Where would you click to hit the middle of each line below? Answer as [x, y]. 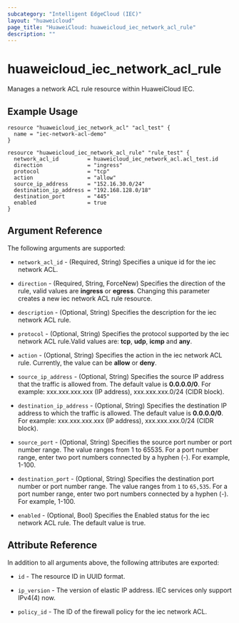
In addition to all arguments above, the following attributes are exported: [113, 562]
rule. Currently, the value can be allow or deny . [87, 363]
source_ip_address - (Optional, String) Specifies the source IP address [121, 376]
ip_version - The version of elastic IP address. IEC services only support [124, 590]
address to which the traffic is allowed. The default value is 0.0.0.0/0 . [120, 413]
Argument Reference [55, 231]
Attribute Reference [52, 546]
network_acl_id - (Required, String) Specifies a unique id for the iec [117, 262]
